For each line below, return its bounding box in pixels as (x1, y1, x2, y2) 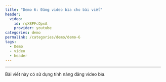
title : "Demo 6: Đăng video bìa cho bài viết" (5, 7, 103, 12)
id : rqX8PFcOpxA (14, 21, 48, 26)
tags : (5, 40, 16, 44)
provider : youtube (14, 26, 52, 31)
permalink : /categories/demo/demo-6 (5, 35, 81, 40)
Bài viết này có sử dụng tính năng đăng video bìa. (5, 71, 106, 77)
